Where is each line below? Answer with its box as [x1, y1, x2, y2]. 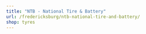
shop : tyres [6, 19, 35, 25]
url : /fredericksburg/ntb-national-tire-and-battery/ [6, 14, 141, 20]
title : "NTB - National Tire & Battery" [6, 8, 107, 14]
